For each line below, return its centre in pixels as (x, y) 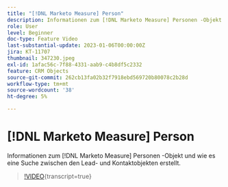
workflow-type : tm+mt (38, 84)
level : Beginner (30, 33)
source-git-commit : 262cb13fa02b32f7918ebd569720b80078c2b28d (98, 77)
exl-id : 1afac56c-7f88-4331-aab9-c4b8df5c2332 (75, 65)
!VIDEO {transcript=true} (58, 176)
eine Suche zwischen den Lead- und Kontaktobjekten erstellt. (94, 163)
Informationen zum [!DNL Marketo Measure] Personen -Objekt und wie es (111, 155)
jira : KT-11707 (29, 52)
